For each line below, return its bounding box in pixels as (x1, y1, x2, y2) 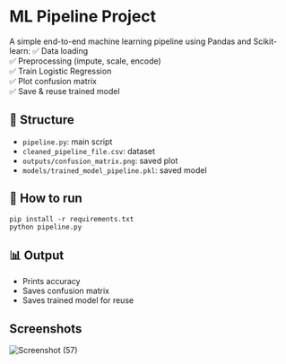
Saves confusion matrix (22, 285, 110, 297)
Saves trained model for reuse (22, 295, 134, 306)
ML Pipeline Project (9, 6, 157, 27)
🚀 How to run (9, 191, 82, 206)
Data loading (41, 45, 89, 56)
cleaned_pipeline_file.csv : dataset (22, 145, 155, 156)
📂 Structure (9, 112, 74, 127)
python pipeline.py (9, 222, 82, 231)
